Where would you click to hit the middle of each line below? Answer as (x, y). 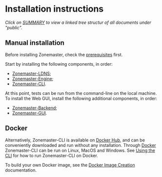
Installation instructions (54, 9)
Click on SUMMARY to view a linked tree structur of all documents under (78, 22)
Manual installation (35, 43)
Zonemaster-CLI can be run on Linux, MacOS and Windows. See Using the (80, 150)
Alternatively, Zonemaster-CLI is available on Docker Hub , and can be (75, 140)
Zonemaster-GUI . (30, 113)
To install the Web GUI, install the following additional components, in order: (81, 98)
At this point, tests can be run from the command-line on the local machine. (81, 93)
